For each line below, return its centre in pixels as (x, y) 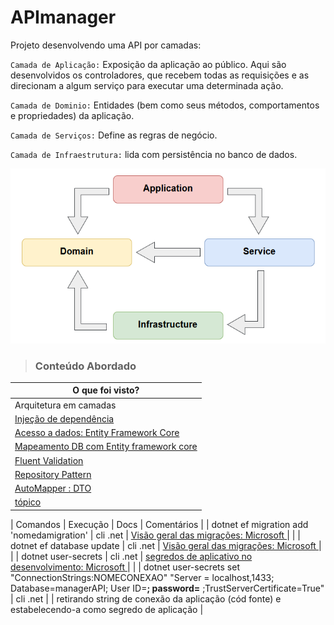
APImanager (63, 17)
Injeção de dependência (64, 418)
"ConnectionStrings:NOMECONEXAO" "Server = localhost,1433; (142, 577)
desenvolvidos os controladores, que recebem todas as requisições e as (160, 75)
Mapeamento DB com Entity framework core (106, 447)
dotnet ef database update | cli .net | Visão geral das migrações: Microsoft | (166, 545)
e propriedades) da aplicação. (72, 115)
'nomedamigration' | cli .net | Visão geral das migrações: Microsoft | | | (155, 535)
